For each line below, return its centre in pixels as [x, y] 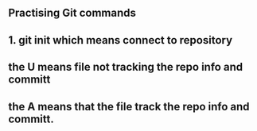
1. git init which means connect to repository [121, 40]
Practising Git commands [72, 13]
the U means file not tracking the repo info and [126, 67]
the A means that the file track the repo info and [129, 106]
